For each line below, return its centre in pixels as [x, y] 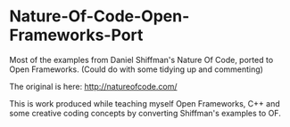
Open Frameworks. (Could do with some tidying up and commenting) [136, 69]
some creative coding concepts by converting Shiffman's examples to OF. [145, 113]
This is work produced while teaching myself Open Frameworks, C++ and [145, 103]
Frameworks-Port [76, 35]
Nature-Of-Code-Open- [99, 16]
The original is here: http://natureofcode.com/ [93, 86]
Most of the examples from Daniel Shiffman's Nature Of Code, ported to [141, 60]
